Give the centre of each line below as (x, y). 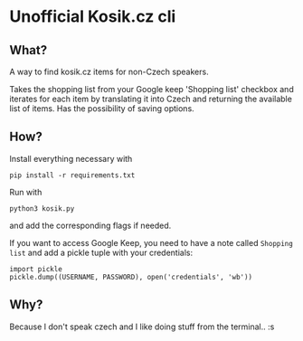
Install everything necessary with (71, 158)
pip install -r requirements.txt (72, 175)
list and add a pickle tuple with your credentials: (101, 252)
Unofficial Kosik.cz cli (93, 17)
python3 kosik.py (42, 208)
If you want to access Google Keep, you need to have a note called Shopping (151, 242)
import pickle (36, 269)
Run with (26, 192)
